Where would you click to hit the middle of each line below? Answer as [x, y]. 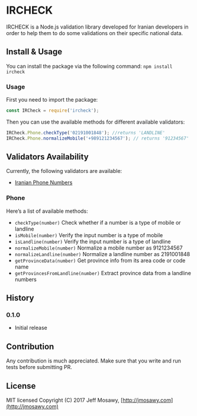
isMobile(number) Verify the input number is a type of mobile [89, 235]
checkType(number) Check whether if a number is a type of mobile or [98, 222]
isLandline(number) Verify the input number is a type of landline [93, 241]
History [20, 298]
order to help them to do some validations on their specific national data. [95, 33]
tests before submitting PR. [39, 367]
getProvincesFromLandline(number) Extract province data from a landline [103, 273]
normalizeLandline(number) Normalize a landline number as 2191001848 [102, 254]
